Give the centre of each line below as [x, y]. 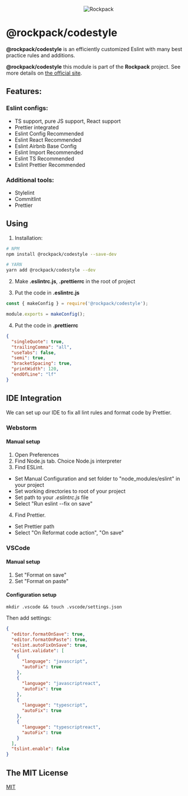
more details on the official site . [44, 73]
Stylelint [24, 193]
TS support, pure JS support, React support [68, 121]
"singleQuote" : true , [38, 342]
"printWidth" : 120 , [35, 369]
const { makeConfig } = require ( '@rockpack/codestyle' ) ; [77, 304]
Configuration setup [31, 594]
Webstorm [21, 427]
